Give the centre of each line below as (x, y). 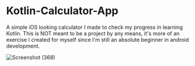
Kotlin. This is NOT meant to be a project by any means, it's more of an (93, 33)
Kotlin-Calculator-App (62, 11)
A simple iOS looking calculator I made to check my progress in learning (95, 27)
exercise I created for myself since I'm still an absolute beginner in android (97, 39)
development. (23, 46)
